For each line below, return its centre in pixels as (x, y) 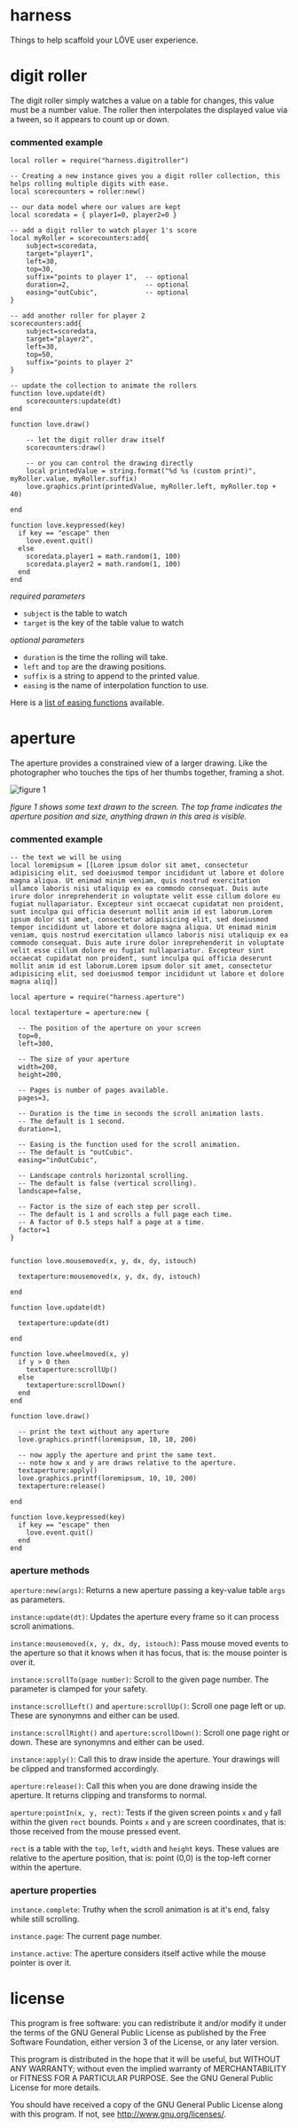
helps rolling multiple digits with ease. (90, 184)
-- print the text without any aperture (94, 1432)
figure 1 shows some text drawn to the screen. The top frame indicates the (146, 807)
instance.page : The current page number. (86, 1936)
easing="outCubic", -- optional (108, 293)
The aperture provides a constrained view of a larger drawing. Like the (139, 763)
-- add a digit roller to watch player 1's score (104, 231)
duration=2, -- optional (108, 285)
